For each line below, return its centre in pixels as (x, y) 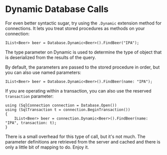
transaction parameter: (29, 96)
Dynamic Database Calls (57, 9)
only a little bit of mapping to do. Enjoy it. (47, 147)
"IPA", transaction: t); (31, 123)
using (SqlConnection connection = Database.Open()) (61, 105)
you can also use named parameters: (43, 72)
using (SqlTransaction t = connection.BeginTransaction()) (68, 109)
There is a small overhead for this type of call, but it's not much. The (75, 136)
